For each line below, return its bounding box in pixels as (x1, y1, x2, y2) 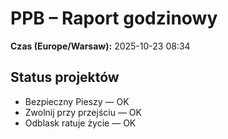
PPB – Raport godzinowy (10, 7, 218, 30)
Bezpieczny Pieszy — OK (24, 95, 130, 107)
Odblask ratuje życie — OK (24, 117, 137, 129)
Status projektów (10, 69, 120, 86)
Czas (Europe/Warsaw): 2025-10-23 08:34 (10, 40, 191, 52)
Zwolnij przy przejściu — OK (24, 106, 142, 118)
